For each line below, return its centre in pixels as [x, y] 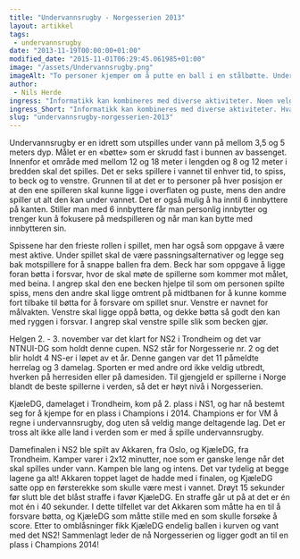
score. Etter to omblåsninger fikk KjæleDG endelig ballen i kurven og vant [144, 526]
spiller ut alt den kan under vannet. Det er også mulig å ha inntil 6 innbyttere [149, 200]
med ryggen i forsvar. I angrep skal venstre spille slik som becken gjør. [139, 322]
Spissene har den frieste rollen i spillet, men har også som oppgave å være [147, 246]
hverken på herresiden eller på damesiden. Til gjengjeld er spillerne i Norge [148, 377]
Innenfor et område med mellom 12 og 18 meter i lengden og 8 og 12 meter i [148, 162]
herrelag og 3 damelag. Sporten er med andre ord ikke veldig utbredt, [137, 368]
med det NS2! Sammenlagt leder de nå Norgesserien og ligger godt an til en [149, 535]
